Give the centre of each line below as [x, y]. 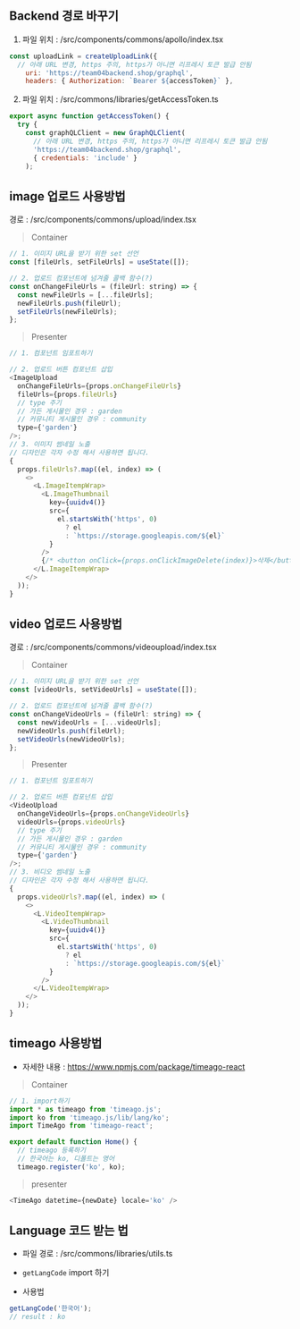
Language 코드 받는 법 [69, 1231]
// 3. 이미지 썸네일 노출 [50, 444]
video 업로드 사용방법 [66, 624]
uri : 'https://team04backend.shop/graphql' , [109, 73]
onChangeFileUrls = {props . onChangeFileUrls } [99, 386]
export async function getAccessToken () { [89, 116]
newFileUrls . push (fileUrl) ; [70, 303]
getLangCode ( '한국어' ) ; [50, 1308]
